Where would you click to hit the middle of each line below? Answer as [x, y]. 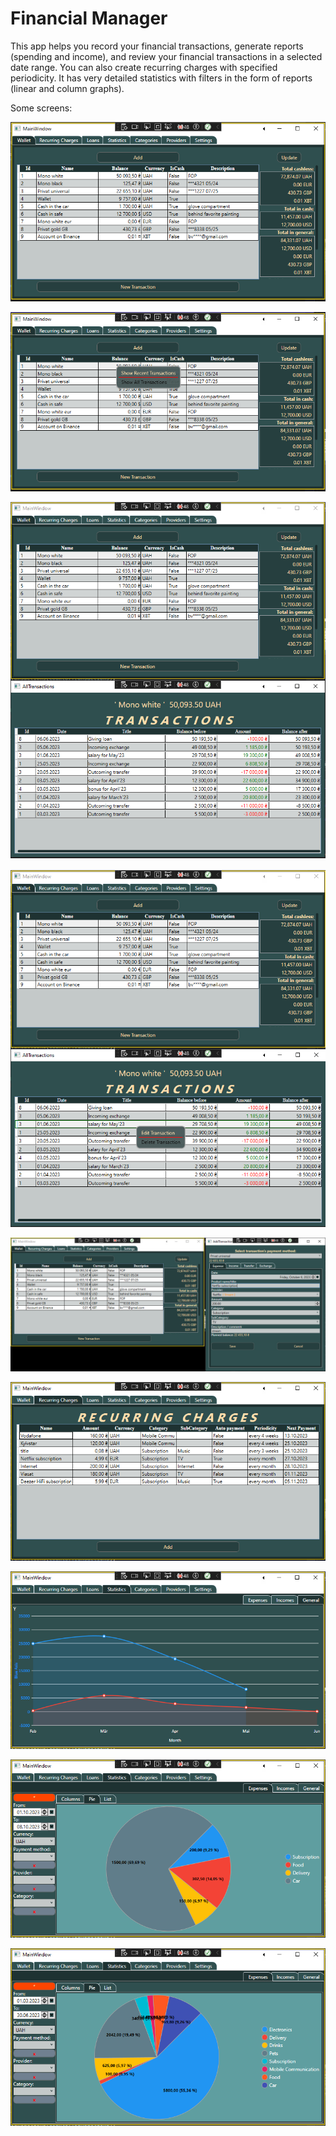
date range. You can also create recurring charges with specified [144, 67]
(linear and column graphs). [67, 88]
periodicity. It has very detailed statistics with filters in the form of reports [161, 78]
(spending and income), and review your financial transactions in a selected [166, 56]
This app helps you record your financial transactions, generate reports [157, 46]
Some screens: [41, 108]
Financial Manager [89, 18]
